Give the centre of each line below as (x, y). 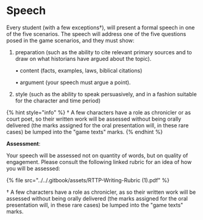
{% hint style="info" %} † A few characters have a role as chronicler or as (98, 112)
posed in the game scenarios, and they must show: (70, 40)
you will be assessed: (33, 168)
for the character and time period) (58, 101)
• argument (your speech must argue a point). (73, 82)
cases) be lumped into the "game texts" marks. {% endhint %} (85, 132)
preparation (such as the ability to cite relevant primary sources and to (103, 52)
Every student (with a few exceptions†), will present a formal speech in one (101, 27)
